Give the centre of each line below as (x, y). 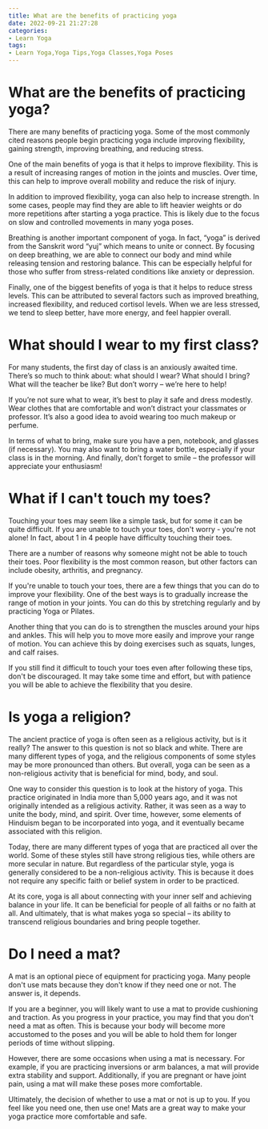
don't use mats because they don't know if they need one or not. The (122, 984)
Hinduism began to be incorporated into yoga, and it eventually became (126, 823)
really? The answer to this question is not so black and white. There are (126, 747)
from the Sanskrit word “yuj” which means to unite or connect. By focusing (132, 246)
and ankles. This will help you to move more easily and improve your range (131, 635)
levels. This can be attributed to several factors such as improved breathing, (134, 295)
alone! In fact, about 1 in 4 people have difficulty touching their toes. (120, 538)
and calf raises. (34, 652)
